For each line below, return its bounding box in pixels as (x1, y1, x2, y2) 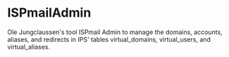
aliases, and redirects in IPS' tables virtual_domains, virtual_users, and (7, 35, 211, 43)
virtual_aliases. (7, 42, 51, 51)
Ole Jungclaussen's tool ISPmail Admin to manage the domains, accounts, (7, 28, 223, 36)
